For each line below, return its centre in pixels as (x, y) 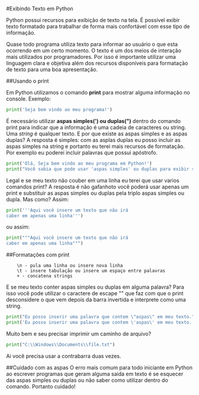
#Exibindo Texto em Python (40, 9)
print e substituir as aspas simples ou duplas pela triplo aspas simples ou (95, 193)
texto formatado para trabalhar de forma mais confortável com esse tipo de (98, 26)
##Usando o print (28, 81)
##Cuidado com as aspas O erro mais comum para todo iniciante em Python (99, 367)
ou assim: (18, 227)
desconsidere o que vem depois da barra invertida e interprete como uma (96, 300)
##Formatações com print (38, 255)
